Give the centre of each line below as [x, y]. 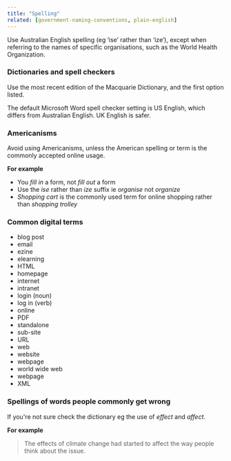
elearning [31, 259]
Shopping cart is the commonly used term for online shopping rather [114, 197]
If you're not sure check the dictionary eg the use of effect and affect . [106, 416]
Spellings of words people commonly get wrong [89, 402]
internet [28, 281]
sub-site [29, 333]
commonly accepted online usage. [56, 155]
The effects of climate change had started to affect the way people [119, 443]
